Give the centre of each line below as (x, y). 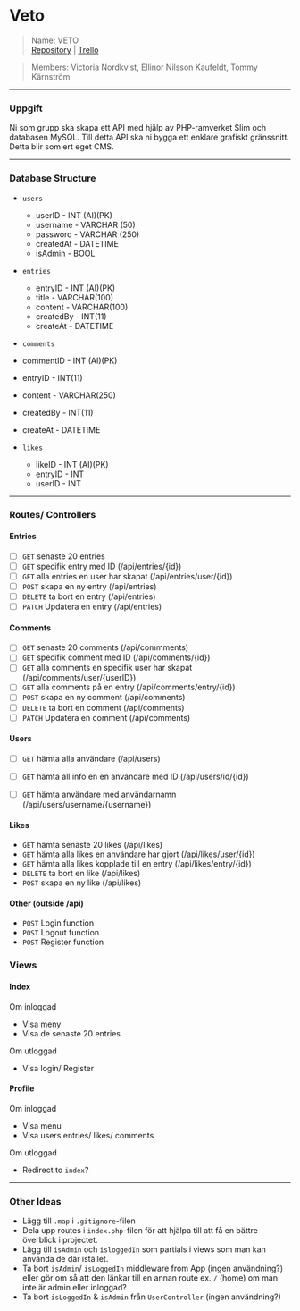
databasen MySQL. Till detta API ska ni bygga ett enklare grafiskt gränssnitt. (150, 137)
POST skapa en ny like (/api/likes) (82, 883)
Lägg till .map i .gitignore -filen (79, 1221)
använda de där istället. (65, 1259)
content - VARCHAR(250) (69, 395)
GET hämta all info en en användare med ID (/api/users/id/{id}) (135, 776)
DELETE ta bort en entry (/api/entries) (89, 596)
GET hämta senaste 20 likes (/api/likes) (92, 845)
